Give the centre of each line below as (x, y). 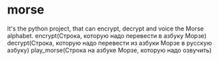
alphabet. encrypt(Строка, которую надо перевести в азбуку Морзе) (107, 35)
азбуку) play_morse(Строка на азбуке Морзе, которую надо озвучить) (109, 50)
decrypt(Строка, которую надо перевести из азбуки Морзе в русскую (109, 43)
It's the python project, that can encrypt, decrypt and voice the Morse (105, 28)
